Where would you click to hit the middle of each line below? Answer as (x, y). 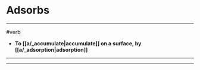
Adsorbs (28, 10)
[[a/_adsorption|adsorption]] (51, 49)
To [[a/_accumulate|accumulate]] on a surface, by (78, 43)
